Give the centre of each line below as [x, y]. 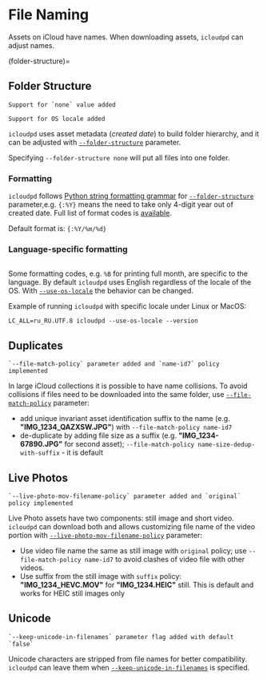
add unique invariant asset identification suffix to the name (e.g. [125, 419]
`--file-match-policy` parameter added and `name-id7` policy [114, 364]
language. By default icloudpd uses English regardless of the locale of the [130, 282]
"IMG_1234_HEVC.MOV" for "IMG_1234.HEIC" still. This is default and [137, 585]
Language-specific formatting [68, 249]
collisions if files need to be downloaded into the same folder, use [116, 395]
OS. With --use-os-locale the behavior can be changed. [101, 291]
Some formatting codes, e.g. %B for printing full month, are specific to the [128, 273]
